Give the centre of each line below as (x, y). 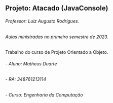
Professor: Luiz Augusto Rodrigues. (42, 21)
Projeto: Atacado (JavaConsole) (57, 8)
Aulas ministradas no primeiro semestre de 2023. (57, 37)
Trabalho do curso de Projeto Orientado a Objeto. (57, 52)
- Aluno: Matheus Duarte (31, 64)
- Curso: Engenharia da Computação (44, 95)
